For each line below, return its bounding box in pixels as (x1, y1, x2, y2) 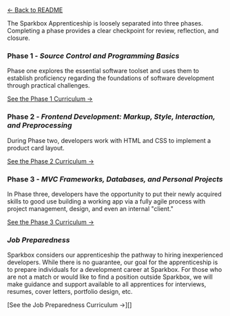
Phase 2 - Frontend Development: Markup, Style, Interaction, (7, 112, 216, 121)
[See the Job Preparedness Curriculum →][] (7, 301, 132, 309)
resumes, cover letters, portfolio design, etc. (7, 288, 133, 296)
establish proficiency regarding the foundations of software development (7, 74, 215, 82)
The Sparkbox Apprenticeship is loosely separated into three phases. (7, 19, 203, 27)
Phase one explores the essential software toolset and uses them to (7, 67, 200, 75)
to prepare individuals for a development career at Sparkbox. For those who (7, 266, 222, 274)
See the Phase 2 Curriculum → (7, 157, 94, 165)
